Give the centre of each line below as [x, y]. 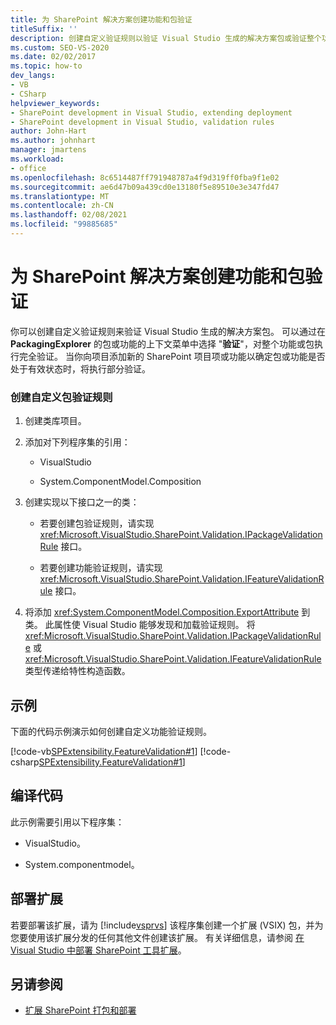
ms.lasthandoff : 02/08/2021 [69, 215]
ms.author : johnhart [53, 141]
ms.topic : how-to [46, 66]
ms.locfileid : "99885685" [64, 224]
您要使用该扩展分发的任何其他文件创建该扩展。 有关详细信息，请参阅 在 [157, 937]
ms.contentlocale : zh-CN [62, 206]
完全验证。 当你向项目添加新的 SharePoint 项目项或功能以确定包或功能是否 [172, 356]
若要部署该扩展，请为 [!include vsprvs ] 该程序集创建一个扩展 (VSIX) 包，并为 [167, 925]
